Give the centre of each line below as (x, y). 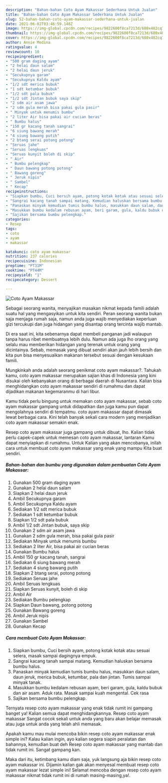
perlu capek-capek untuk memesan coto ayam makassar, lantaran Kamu (80, 437)
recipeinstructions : (27, 191)
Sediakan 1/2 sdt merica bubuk (45, 509)
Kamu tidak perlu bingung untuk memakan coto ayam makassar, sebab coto (84, 401)
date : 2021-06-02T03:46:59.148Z (39, 24)
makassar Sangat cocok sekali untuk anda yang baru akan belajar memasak (84, 719)
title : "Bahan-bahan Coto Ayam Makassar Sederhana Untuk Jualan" (75, 15)
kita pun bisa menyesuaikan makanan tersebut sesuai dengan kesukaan (80, 355)
